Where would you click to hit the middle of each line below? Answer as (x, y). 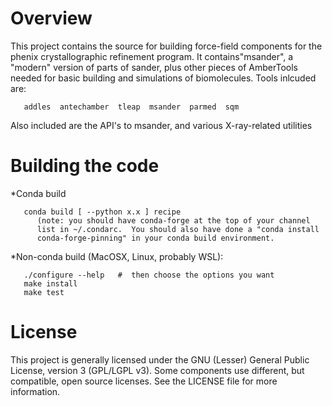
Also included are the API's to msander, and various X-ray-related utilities (161, 125)
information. (35, 391)
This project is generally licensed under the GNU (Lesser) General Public (160, 359)
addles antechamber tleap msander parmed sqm (131, 107)
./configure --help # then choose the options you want (149, 275)
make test (44, 292)
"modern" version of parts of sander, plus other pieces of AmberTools (154, 67)
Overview (51, 18)
